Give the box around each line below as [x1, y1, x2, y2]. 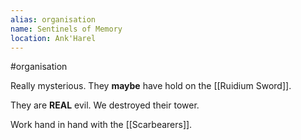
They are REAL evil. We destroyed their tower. [10, 99, 200, 111]
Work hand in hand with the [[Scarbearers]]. [10, 119, 193, 131]
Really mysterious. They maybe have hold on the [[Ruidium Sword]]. [10, 80, 292, 92]
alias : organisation [10, 14, 97, 25]
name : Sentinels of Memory [10, 24, 123, 34]
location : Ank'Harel [10, 33, 97, 43]
